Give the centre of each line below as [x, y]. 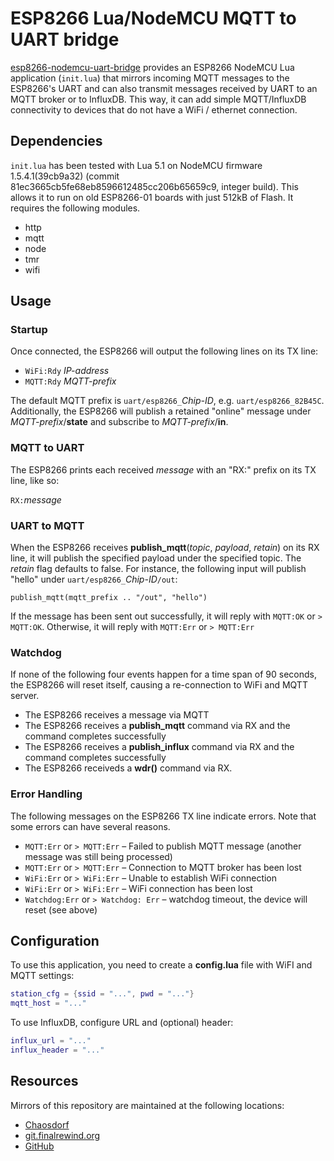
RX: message [36, 499]
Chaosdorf [47, 1124]
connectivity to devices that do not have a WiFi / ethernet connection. [154, 109]
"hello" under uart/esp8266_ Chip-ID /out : [94, 579]
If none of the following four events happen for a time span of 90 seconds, [163, 674]
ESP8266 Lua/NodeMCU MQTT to [153, 18]
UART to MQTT [47, 525]
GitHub [39, 1146]
